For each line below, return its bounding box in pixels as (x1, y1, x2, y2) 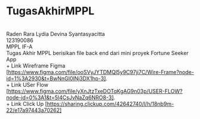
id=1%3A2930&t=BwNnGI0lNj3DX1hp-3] (6, 75, 106, 82)
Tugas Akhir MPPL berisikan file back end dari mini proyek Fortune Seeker (6, 49, 189, 56)
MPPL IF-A (6, 43, 33, 50)
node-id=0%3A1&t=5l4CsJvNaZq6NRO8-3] (6, 94, 114, 101)
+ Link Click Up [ (6, 100, 48, 107)
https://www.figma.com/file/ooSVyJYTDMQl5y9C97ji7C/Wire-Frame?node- (8, 68, 194, 75)
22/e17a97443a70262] (6, 106, 62, 114)
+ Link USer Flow (6, 81, 49, 88)
